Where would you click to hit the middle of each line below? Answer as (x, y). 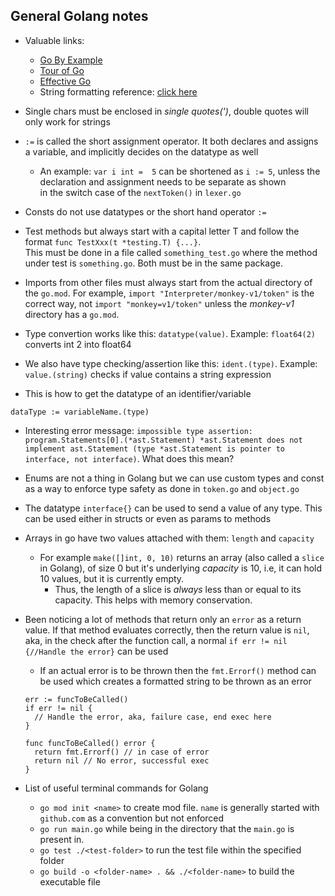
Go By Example (71, 60)
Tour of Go (62, 70)
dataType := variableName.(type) (80, 412)
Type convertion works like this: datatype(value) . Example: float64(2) (170, 333)
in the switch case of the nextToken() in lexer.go (140, 192)
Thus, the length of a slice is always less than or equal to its (178, 589)
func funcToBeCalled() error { (90, 743)
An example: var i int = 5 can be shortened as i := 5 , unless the (180, 171)
